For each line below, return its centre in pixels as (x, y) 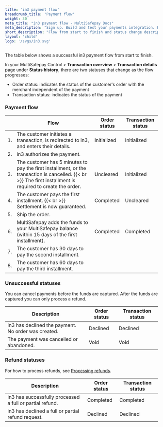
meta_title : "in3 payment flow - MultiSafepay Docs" (59, 23)
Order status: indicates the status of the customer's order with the (78, 84)
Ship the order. (34, 215)
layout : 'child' (21, 37)
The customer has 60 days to (50, 262)
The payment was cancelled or (43, 339)
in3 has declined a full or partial (43, 411)
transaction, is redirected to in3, (53, 140)
